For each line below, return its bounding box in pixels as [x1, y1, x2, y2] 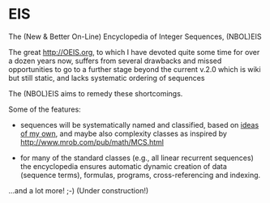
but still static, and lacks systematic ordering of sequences [8, 73, 205, 82]
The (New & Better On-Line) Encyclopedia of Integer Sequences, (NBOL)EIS [8, 32, 262, 41]
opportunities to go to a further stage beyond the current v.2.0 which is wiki [8, 64, 261, 74]
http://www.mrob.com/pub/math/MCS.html [19, 137, 165, 146]
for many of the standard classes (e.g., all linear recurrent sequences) [19, 153, 254, 163]
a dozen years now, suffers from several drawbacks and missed [8, 56, 222, 66]
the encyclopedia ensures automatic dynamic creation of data [19, 161, 227, 171]
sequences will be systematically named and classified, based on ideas [19, 120, 259, 129]
